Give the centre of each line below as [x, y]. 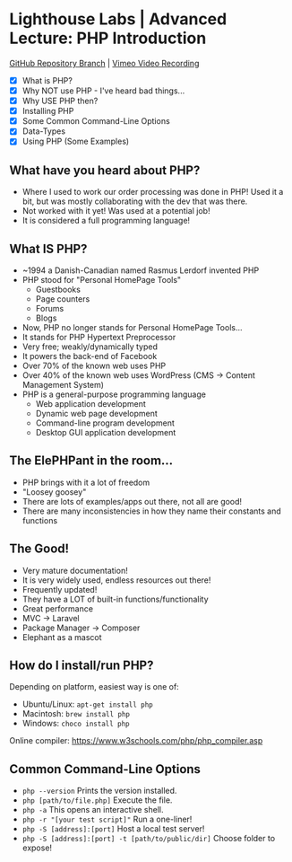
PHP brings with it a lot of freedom [86, 482]
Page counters [63, 299]
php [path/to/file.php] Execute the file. [97, 800]
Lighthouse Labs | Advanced [118, 19]
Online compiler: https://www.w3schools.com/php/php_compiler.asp [136, 741]
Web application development [90, 404]
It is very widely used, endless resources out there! [116, 580]
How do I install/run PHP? [82, 666]
